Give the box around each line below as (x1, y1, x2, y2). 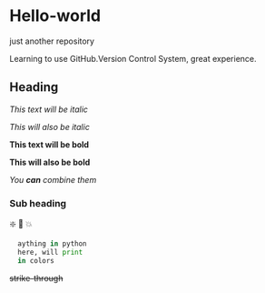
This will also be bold (9, 157, 91, 167)
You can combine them (9, 174, 97, 185)
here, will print (17, 248, 83, 257)
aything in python (17, 239, 88, 248)
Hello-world (9, 5, 102, 26)
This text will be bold (9, 138, 89, 150)
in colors (17, 256, 54, 265)
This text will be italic (9, 104, 89, 115)
